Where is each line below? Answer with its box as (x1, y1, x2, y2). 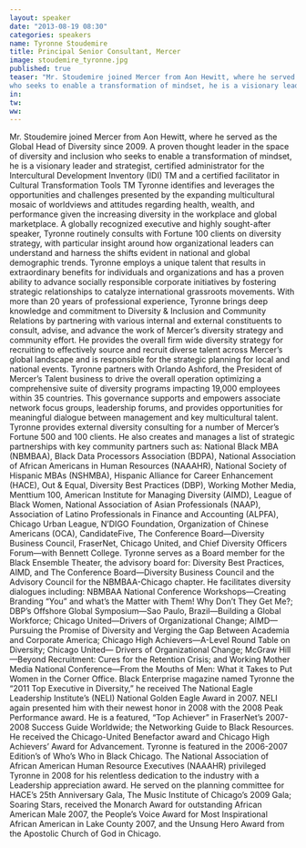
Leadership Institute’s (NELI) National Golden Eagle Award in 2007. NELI (9, 693, 278, 704)
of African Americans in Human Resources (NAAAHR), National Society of (9, 461, 287, 472)
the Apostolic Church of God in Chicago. (9, 828, 161, 839)
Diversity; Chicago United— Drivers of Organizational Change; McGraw (9, 644, 278, 656)
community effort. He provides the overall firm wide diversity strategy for (9, 334, 284, 346)
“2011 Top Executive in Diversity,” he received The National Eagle (9, 683, 253, 694)
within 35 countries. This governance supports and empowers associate (9, 393, 280, 404)
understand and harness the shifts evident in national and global (9, 248, 250, 259)
